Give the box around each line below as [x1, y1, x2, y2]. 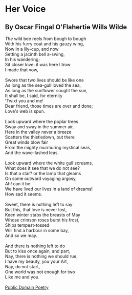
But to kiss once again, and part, [5, 248, 70, 254]
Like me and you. [5, 274, 40, 280]
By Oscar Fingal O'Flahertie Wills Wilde [5, 23, 127, 31]
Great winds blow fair [5, 139, 48, 145]
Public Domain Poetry [5, 284, 49, 290]
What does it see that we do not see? [5, 165, 80, 171]
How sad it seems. [5, 191, 43, 197]
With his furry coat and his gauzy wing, [5, 41, 84, 47]
